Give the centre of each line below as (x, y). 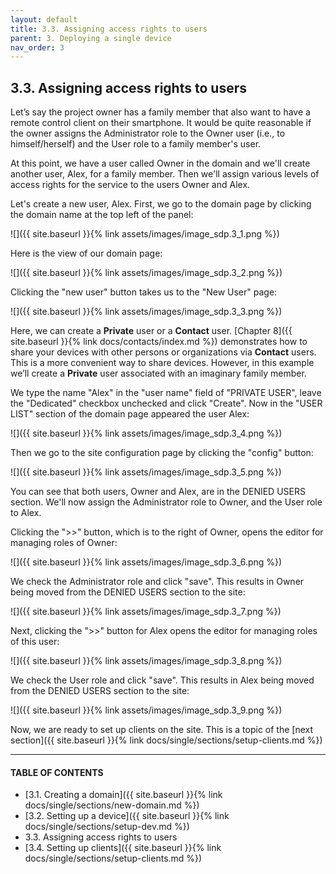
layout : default (44, 19)
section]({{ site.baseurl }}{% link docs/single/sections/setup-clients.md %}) (166, 740)
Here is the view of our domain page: (86, 253)
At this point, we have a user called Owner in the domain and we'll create (160, 163)
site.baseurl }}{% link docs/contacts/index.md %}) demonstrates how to (159, 342)
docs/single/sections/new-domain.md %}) (112, 805)
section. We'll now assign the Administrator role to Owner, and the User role (166, 502)
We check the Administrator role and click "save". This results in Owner (157, 582)
